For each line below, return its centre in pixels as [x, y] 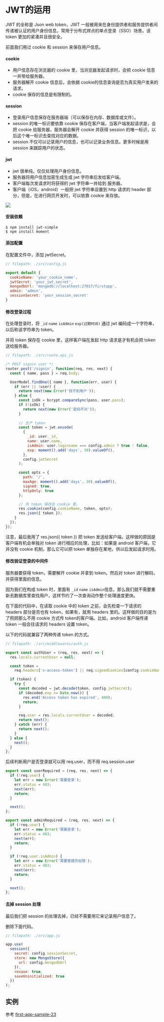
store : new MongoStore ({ [39, 958]
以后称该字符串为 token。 [31, 330]
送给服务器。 [18, 346]
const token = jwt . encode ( [46, 427]
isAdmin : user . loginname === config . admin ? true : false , [88, 446]
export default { [23, 273]
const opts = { [34, 473]
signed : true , [37, 486]
